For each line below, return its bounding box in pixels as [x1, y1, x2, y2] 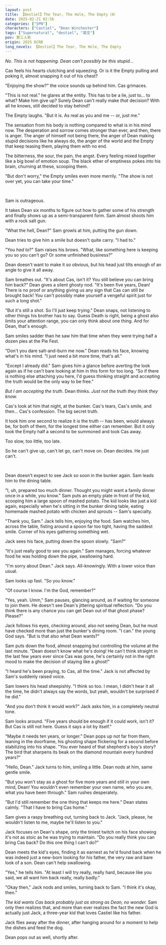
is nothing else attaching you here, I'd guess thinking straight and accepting [5, 373, 160, 379]
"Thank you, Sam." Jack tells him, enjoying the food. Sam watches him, [5, 518, 150, 524]
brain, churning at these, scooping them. [5, 163, 88, 169]
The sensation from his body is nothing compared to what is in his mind [5, 122, 151, 128]
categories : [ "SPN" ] [5, 21, 48, 26]
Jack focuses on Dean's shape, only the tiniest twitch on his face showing [5, 829, 157, 835]
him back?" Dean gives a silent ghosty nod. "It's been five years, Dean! [5, 282, 150, 287]
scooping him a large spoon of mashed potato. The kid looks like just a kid [5, 498, 157, 504]
